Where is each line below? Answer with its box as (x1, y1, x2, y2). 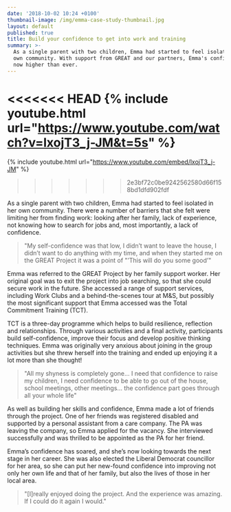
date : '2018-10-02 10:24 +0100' (7, 10, 100, 17)
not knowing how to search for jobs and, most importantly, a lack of (7, 221, 199, 229)
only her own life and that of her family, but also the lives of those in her (7, 469, 210, 477)
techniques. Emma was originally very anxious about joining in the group (7, 341, 213, 350)
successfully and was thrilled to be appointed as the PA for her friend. (7, 434, 205, 442)
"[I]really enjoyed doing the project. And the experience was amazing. (23, 489, 223, 498)
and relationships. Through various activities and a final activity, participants (7, 326, 223, 334)
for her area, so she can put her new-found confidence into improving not (7, 462, 217, 470)
